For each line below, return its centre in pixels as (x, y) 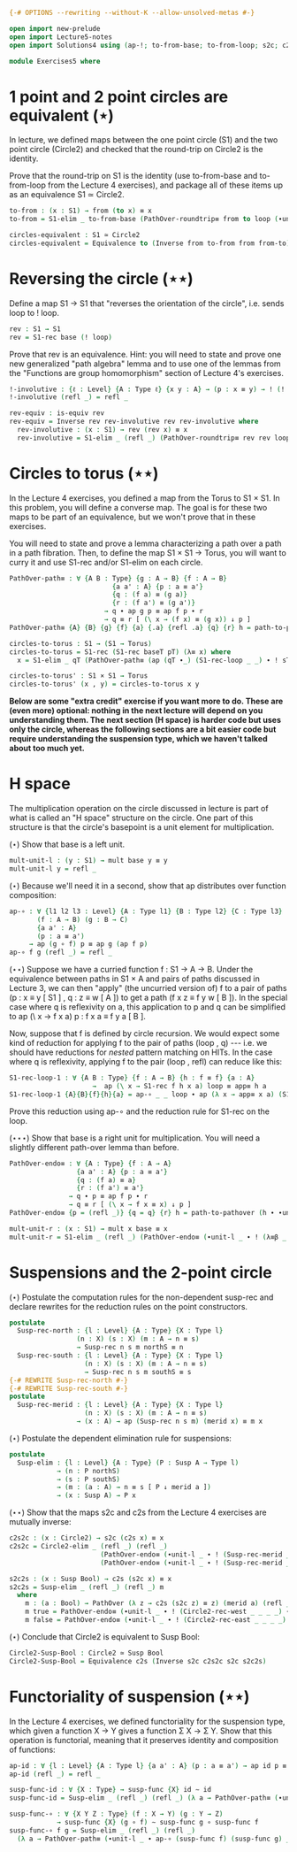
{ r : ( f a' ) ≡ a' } (110, 1188)
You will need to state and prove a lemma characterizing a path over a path (145, 543)
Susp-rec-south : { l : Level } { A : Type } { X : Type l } (120, 1356)
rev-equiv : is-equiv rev (57, 413)
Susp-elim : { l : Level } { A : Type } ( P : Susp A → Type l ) (128, 1463)
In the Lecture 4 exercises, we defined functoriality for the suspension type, (147, 1721)
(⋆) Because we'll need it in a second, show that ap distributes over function (148, 886)
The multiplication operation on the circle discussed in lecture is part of (139, 809)
